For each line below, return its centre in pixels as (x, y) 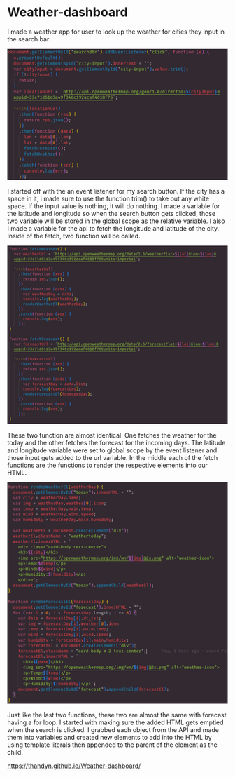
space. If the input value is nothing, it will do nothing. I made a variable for (114, 206)
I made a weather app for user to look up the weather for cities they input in (116, 32)
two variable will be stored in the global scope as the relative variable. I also (116, 221)
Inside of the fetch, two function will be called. (74, 236)
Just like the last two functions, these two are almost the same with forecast (117, 715)
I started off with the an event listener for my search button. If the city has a (116, 191)
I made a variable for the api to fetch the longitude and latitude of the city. (113, 229)
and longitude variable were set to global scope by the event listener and (112, 450)
